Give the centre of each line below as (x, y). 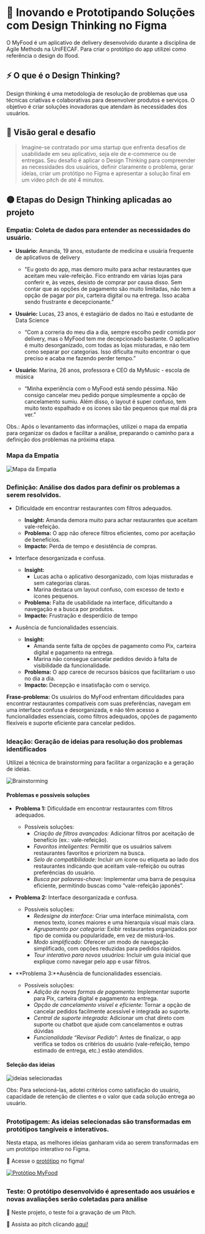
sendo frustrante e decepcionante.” (69, 302)
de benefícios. (43, 540)
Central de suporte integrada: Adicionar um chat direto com (109, 1018)
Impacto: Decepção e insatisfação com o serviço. (88, 685)
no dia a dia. (40, 679)
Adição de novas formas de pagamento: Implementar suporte (112, 992)
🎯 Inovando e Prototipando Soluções (101, 13)
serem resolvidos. (34, 495)
